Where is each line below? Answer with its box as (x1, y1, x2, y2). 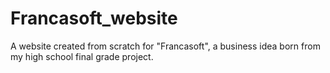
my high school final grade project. (10, 50, 154, 62)
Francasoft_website (10, 7, 178, 30)
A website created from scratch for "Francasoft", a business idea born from (10, 40, 321, 52)
